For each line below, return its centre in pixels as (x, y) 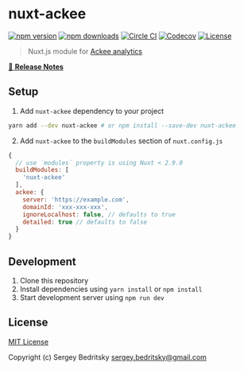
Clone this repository (54, 280)
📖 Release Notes (36, 66)
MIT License (29, 341)
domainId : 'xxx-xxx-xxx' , (66, 207)
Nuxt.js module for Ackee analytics (85, 51)
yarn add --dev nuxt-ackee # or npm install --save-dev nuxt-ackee (122, 125)
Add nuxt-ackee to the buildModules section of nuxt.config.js (121, 141)
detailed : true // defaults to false (85, 222)
